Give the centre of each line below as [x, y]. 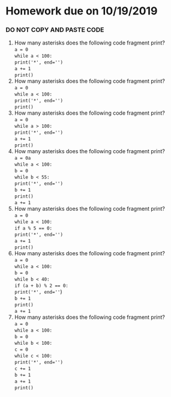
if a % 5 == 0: [33, 229]
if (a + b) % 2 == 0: [41, 286]
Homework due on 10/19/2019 [82, 11]
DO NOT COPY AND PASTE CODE [55, 30]
